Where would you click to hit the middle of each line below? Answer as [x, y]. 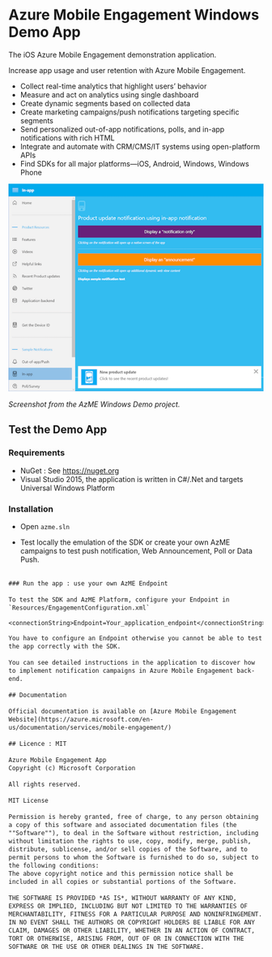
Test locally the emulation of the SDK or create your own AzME [125, 542]
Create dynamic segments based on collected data [105, 103]
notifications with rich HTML [67, 138]
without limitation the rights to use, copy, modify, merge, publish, [130, 841]
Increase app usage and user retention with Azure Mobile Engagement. [127, 70]
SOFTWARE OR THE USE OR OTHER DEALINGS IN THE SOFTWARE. [106, 946]
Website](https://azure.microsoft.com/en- [81, 719]
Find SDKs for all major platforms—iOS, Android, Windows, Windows [134, 163]
